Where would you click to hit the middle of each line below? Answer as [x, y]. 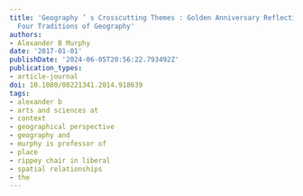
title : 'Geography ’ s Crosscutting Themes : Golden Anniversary [134, 18]
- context [28, 118]
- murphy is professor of [58, 144]
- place [24, 152]
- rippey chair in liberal [60, 160]
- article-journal [44, 77]
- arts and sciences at [54, 110]
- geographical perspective [62, 127]
